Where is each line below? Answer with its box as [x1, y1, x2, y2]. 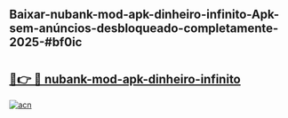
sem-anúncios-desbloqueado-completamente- [9, 21, 279, 36]
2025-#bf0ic [9, 35, 83, 50]
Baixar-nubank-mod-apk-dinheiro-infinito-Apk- [9, 7, 280, 22]
